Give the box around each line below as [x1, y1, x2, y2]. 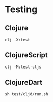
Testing [5, 4, 38, 15]
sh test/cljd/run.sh [5, 91, 49, 97]
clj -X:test [5, 37, 30, 42]
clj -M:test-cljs [5, 64, 42, 70]
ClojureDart [5, 78, 43, 87]
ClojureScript [5, 51, 48, 59]
